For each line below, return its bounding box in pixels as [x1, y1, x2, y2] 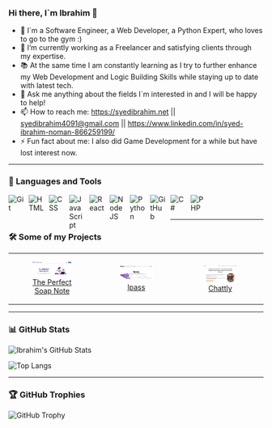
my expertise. [19, 52, 66, 61]
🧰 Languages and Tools [8, 176, 102, 187]
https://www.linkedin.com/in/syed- [127, 119, 244, 129]
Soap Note [34, 286, 70, 296]
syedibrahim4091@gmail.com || [19, 119, 126, 129]
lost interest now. [19, 148, 78, 158]
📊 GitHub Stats [8, 324, 70, 335]
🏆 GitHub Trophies [8, 389, 86, 400]
